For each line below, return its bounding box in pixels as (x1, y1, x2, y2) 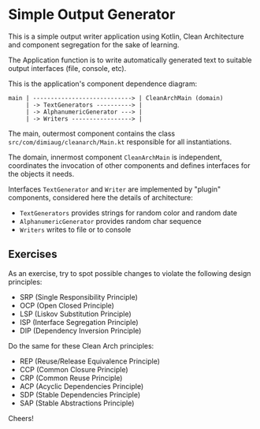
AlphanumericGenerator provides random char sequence (19, 216, 202, 226)
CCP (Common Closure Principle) (19, 364, 128, 374)
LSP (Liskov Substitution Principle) (19, 309, 132, 319)
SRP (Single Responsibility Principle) (19, 292, 138, 301)
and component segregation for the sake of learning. (8, 39, 180, 49)
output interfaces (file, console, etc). (8, 63, 127, 73)
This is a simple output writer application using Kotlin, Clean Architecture (8, 32, 244, 41)
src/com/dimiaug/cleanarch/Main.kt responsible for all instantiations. (8, 136, 232, 147)
